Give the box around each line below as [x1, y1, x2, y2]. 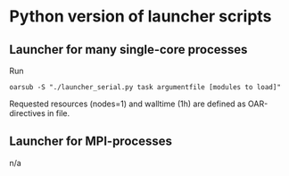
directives [9, 108, 46, 118]
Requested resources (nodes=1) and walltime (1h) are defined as [9, 98, 247, 109]
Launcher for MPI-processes [9, 134, 172, 149]
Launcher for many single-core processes [9, 42, 248, 57]
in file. [47, 108, 70, 118]
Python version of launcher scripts [9, 6, 272, 27]
